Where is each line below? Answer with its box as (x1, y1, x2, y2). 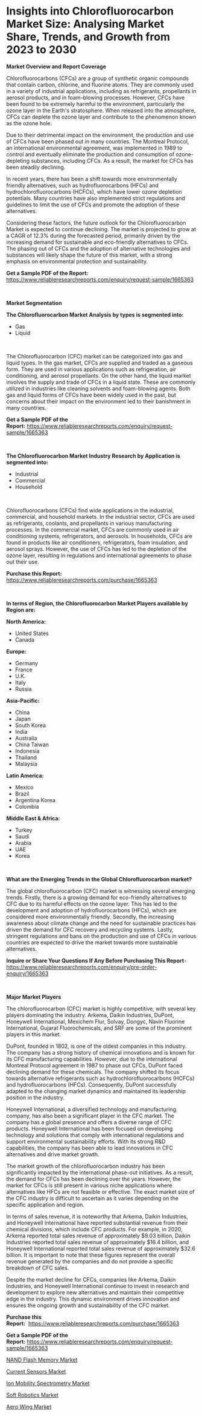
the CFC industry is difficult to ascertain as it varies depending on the (6, 1194, 179, 1202)
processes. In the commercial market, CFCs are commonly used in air (6, 525, 180, 533)
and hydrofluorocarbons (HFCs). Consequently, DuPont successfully (6, 1081, 177, 1088)
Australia (14, 734, 37, 742)
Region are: (6, 606, 36, 613)
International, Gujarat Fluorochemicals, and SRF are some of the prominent (6, 1024, 192, 1032)
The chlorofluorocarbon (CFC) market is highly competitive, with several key (6, 1005, 196, 1012)
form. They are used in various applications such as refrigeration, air (6, 365, 177, 373)
